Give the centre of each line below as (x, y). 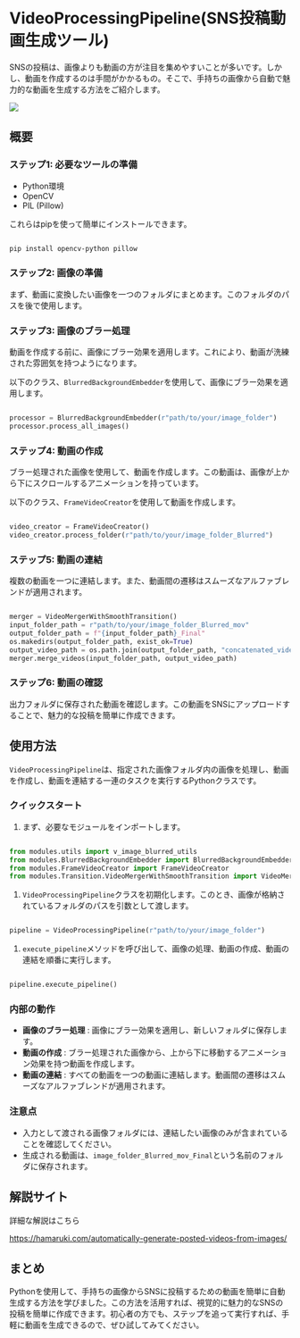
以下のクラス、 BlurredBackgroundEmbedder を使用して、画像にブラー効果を (145, 382)
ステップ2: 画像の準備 (56, 273)
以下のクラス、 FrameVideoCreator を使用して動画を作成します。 (125, 502)
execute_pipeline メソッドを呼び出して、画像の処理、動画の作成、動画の (156, 949)
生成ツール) (67, 41)
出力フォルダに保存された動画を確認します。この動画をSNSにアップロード (146, 704)
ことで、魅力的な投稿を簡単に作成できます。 (98, 715)
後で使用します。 (56, 305)
